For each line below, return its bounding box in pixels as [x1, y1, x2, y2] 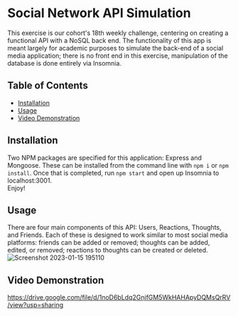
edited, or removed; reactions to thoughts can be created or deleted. [7, 246, 208, 255]
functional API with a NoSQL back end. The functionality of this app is [7, 36, 212, 44]
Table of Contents [7, 80, 89, 92]
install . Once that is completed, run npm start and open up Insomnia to [7, 168, 220, 177]
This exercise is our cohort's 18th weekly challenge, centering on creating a [7, 29, 229, 37]
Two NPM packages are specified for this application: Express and [7, 153, 202, 162]
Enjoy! [7, 183, 26, 192]
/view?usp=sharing [7, 301, 64, 310]
